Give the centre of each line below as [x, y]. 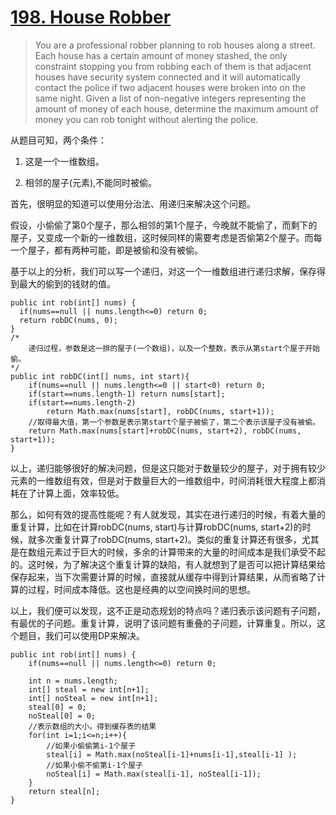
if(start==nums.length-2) [82, 402]
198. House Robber [91, 17]
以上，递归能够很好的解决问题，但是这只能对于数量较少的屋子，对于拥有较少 [168, 468]
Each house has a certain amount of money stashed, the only [161, 55]
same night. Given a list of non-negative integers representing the [170, 98]
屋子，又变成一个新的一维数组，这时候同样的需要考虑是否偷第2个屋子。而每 [166, 237]
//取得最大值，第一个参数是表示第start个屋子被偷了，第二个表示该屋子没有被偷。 [174, 422]
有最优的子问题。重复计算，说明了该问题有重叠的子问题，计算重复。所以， [163, 623]
